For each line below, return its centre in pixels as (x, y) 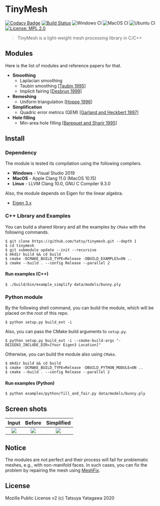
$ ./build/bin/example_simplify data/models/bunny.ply (63, 284)
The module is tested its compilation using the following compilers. (74, 163)
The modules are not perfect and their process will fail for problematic (77, 460)
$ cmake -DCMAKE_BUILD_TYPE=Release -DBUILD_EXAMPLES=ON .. (69, 258)
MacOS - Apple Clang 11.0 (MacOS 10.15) (54, 178)
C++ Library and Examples (38, 216)
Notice (16, 447)
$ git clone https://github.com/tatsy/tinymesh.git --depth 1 (71, 241)
